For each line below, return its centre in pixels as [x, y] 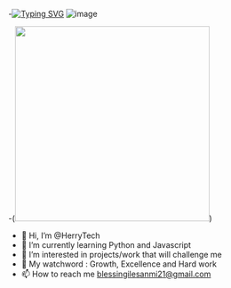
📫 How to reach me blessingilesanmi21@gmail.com [116, 274]
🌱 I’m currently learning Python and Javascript [106, 245]
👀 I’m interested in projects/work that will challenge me [122, 255]
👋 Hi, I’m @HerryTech [60, 235]
